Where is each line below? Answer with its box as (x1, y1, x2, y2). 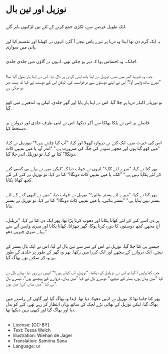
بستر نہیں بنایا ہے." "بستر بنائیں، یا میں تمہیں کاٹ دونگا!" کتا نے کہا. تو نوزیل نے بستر (5, 197, 160, 203)
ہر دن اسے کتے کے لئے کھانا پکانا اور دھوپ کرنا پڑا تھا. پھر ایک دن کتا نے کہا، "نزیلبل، (5, 217, 159, 223)
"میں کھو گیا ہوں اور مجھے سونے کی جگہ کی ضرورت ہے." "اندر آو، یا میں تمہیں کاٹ (5, 145, 160, 151)
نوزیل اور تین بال (5, 4, 66, 15)
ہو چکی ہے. (5, 84, 24, 91)
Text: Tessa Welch (12, 327, 51, 333)
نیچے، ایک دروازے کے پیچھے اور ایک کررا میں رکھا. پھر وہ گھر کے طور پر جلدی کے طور (5, 249, 163, 255)
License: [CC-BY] (12, 321, 49, 327)
